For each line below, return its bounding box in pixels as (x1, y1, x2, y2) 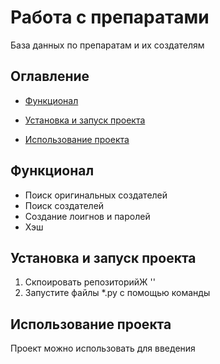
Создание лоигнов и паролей (24, 210, 151, 222)
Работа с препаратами (10, 6, 210, 29)
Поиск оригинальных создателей (24, 189, 168, 201)
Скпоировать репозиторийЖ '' (24, 276, 156, 288)
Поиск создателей (24, 199, 105, 211)
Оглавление (10, 68, 90, 85)
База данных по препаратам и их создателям (10, 39, 205, 51)
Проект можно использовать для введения (10, 342, 196, 355)
